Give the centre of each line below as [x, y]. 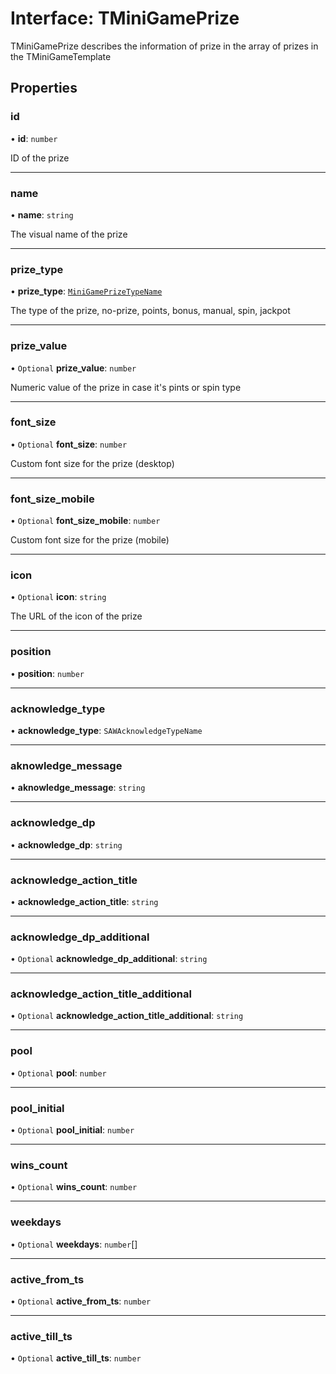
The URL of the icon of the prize [76, 616]
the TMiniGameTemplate [61, 56]
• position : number [47, 673]
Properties [44, 88]
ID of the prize [40, 158]
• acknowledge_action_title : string [84, 901]
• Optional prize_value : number [73, 368]
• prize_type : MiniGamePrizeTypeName [86, 291]
